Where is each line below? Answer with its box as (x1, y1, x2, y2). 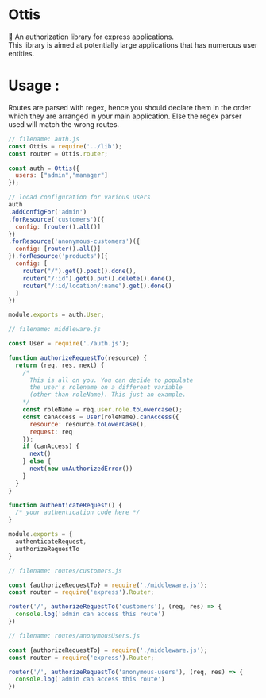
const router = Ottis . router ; (8, 149, 109, 158)
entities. (8, 48, 34, 58)
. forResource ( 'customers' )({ (8, 215, 105, 223)
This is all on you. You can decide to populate (29, 376, 194, 384)
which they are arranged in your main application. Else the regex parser (8, 111, 242, 121)
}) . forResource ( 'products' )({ (8, 253, 109, 260)
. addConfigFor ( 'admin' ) (8, 208, 87, 216)
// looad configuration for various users (8, 193, 151, 202)
